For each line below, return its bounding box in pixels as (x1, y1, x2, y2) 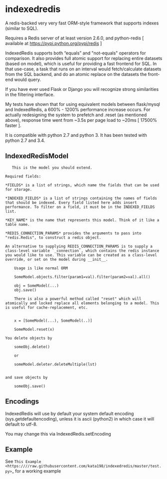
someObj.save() (14, 384, 46, 389)
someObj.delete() (14, 344, 50, 349)
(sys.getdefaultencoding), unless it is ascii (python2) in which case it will (5, 416, 155, 422)
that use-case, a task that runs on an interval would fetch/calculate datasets (5, 66, 162, 72)
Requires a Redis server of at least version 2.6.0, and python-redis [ (5, 35, 144, 41)
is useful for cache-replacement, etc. (5, 305, 88, 310)
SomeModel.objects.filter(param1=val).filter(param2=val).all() (14, 274, 151, 279)
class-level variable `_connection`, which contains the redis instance (5, 248, 160, 253)
